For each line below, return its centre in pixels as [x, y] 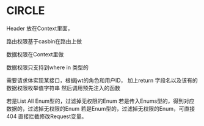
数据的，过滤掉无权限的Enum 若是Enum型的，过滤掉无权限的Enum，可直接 [101, 108]
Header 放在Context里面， [40, 28]
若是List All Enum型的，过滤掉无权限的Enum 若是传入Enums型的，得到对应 [100, 101]
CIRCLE [26, 11]
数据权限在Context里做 [35, 54]
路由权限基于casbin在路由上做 [44, 41]
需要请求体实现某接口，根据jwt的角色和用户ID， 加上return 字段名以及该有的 [102, 80]
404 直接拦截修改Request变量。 [47, 116]
